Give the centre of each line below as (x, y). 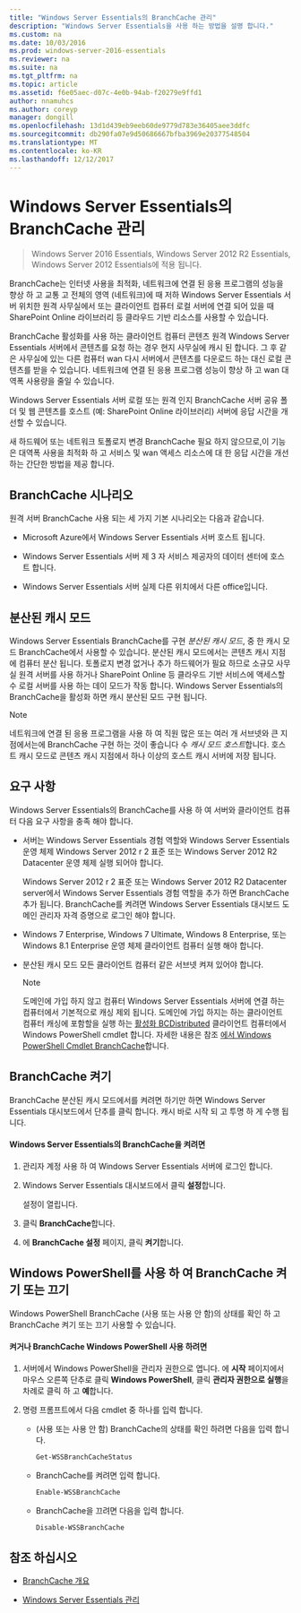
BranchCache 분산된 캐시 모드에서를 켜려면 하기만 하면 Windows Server (138, 1100)
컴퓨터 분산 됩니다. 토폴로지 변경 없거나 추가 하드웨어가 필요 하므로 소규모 (146, 663)
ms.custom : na (36, 34)
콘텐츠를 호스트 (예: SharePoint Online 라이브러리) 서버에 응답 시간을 (158, 411)
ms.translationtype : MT (54, 142)
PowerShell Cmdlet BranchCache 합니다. (95, 1046)
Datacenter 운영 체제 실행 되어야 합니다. (93, 862)
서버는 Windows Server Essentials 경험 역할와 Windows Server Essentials (156, 840)
